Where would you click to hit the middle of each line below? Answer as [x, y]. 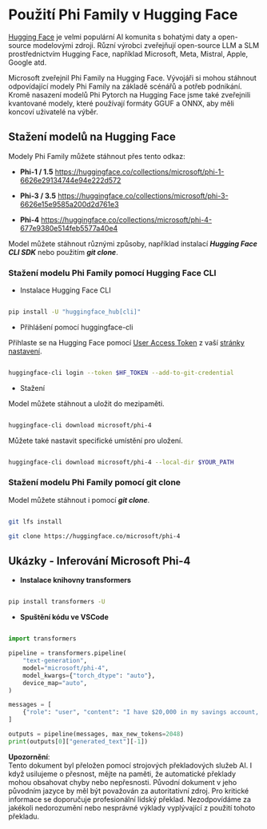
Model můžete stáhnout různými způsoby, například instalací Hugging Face [133, 243]
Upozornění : [29, 756]
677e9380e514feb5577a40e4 [69, 228]
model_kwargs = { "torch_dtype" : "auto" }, [89, 676]
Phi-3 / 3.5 [38, 195]
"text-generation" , [55, 661]
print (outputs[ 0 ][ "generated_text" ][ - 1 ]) [78, 741]
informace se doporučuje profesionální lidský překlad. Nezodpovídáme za [130, 799]
